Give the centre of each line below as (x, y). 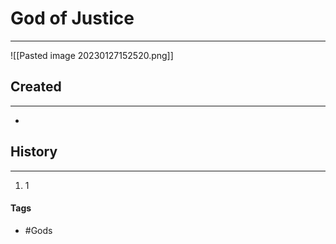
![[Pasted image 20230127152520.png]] (92, 55)
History (34, 152)
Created (36, 87)
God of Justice (72, 18)
